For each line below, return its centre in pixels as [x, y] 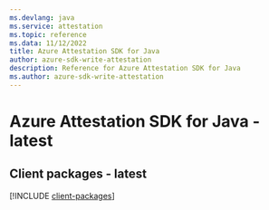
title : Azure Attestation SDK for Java [85, 52]
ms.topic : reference [48, 34]
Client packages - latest [78, 174]
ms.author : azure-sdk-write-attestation [87, 77]
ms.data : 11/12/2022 [48, 43]
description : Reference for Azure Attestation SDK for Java [125, 69]
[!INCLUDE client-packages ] [62, 196]
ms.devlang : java [42, 18]
